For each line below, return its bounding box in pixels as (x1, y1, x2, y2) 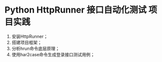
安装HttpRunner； (11, 33, 48, 39)
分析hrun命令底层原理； (11, 46, 60, 51)
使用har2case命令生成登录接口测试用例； (11, 51, 95, 57)
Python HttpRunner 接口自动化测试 (4, 4, 147, 15)
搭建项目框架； (11, 39, 42, 45)
